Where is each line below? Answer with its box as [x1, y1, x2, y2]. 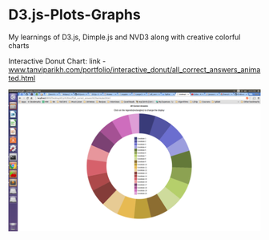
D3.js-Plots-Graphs [8, 6, 142, 24]
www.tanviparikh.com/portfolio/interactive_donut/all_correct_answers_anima [8, 64, 261, 74]
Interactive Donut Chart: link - [8, 56, 106, 66]
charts [8, 40, 30, 50]
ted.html [8, 73, 36, 83]
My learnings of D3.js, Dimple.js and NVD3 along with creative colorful [8, 32, 241, 42]
